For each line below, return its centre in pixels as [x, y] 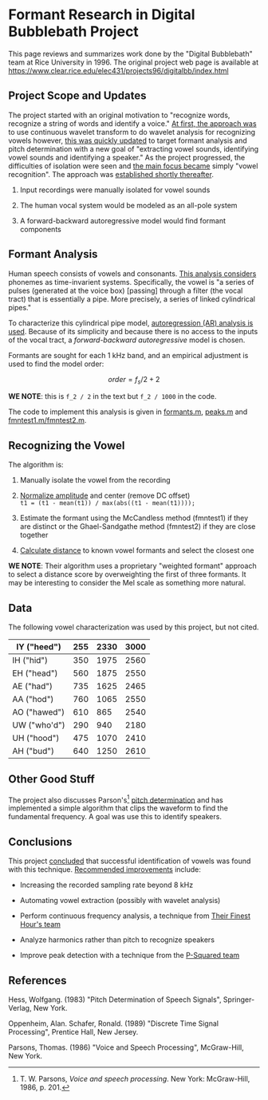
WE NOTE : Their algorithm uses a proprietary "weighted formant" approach [132, 566]
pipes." [20, 307]
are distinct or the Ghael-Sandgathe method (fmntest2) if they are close [138, 526]
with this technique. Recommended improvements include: [105, 869]
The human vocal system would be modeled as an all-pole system [128, 205]
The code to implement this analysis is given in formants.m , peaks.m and [128, 412]
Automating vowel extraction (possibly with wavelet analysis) [120, 901]
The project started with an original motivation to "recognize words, [119, 115]
